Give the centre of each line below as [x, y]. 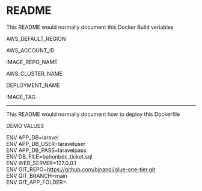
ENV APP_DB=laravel [32, 137]
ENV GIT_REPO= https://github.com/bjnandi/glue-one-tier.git [81, 169]
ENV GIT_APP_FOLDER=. [37, 182]
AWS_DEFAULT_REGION [36, 38]
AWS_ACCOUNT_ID [31, 50]
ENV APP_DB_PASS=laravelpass [46, 150]
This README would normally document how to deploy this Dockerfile [93, 114]
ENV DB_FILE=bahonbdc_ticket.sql [49, 156]
